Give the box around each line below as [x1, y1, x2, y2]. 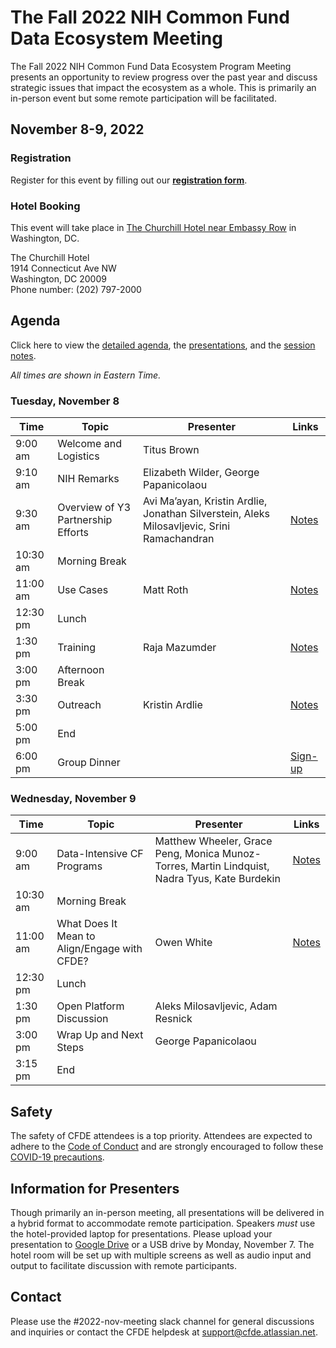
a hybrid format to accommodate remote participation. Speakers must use [10, 1217, 316, 1229]
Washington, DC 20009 [10, 272, 107, 285]
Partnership [57, 513, 113, 527]
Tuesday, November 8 [10, 394, 120, 408]
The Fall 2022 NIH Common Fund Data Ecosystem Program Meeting [10, 60, 292, 72]
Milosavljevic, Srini [143, 519, 231, 533]
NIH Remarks [57, 472, 120, 486]
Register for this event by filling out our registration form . [10, 174, 248, 186]
